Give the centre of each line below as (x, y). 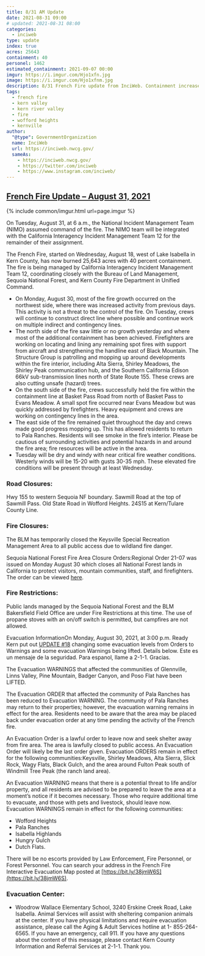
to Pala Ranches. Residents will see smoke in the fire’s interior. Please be (106, 435)
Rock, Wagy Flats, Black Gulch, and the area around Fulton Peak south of (98, 764)
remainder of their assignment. (45, 242)
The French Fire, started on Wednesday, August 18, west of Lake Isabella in (101, 254)
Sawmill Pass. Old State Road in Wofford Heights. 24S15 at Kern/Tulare (95, 503)
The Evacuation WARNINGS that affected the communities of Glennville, (97, 669)
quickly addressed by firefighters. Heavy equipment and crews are (99, 409)
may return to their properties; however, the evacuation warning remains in (100, 707)
